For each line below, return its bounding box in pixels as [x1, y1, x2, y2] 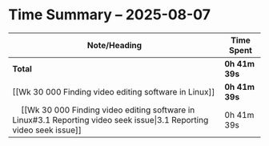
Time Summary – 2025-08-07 [8, 6, 211, 24]
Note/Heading [86, 39, 143, 51]
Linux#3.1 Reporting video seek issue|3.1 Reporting [12, 114, 209, 125]
